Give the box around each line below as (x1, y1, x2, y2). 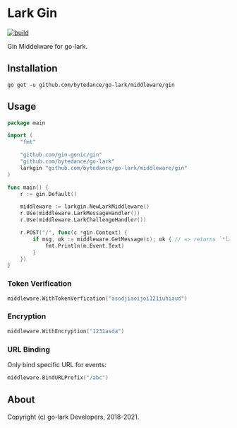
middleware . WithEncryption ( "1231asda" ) (7, 328, 125, 335)
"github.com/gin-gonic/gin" (20, 151, 102, 158)
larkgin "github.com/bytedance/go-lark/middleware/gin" (20, 164, 188, 171)
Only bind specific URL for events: (7, 360, 107, 369)
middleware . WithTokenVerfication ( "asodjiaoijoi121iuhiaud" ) (7, 295, 188, 302)
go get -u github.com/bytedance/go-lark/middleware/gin (7, 81, 175, 88)
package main (7, 119, 46, 127)
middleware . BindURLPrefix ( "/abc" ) (7, 374, 109, 381)
